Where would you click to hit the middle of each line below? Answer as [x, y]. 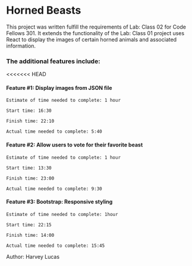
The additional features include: [53, 61]
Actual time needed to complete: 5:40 [54, 132]
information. [21, 46]
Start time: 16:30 [29, 111]
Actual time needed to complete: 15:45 [56, 245]
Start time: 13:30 [29, 168]
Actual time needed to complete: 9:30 [54, 189]
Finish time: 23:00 [30, 178]
